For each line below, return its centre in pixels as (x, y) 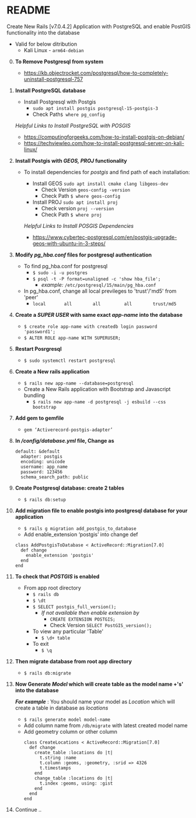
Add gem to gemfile (39, 418)
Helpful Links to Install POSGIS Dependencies (79, 225)
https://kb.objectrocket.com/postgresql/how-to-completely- (96, 73)
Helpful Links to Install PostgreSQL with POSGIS (73, 125)
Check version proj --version (78, 208)
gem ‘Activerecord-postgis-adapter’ (68, 430)
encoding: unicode (43, 461)
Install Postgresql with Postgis (60, 102)
